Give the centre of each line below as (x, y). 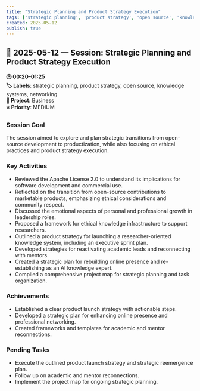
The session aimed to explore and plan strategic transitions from (85, 138)
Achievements (28, 296)
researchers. (30, 230)
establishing (30, 268)
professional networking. (45, 321)
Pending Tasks (28, 350)
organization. (31, 281)
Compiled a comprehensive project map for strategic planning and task (102, 274)
